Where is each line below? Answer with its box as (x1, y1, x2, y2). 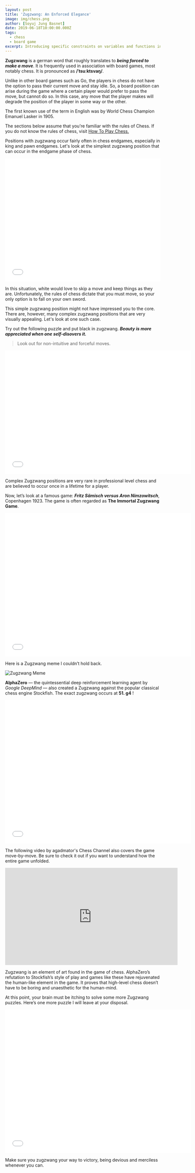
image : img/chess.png (5, 16, 50, 21)
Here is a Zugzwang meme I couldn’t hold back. (5, 660, 102, 666)
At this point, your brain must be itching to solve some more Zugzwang (5, 994, 149, 1000)
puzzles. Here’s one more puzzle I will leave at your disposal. (5, 999, 129, 1005)
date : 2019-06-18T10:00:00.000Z (5, 26, 71, 31)
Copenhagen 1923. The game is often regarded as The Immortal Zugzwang (5, 498, 160, 504)
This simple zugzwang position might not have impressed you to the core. (5, 306, 155, 312)
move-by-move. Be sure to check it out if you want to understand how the (5, 853, 155, 859)
